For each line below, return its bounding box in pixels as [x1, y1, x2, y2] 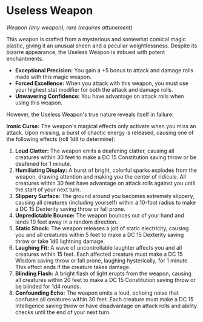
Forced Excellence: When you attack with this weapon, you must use [15, 80, 189, 87]
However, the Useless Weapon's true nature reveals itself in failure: [6, 111, 174, 118]
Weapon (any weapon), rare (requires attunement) [6, 24, 133, 31]
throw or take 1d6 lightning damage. [15, 238, 105, 245]
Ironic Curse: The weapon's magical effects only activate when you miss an [6, 122, 196, 129]
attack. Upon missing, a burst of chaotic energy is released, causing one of [6, 129, 194, 136]
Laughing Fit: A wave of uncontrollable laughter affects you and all [15, 244, 182, 251]
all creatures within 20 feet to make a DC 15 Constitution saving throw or [15, 276, 196, 283]
